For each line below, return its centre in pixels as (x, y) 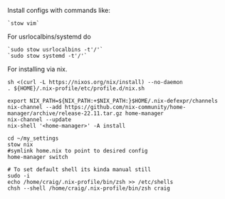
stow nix (20, 145)
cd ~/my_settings (33, 138)
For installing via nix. (37, 69)
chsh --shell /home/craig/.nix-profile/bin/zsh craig (89, 188)
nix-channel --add (35, 107)
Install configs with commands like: (59, 10)
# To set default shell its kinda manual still (79, 170)
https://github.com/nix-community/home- (125, 107)
